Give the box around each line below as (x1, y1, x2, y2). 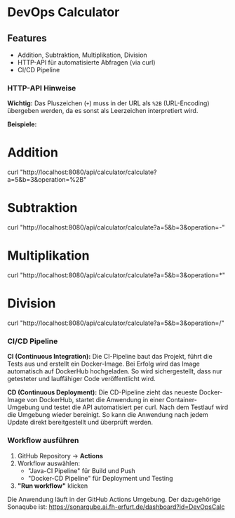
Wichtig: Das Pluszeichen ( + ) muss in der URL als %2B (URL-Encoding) (7, 99, 210, 107)
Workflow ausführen (7, 436, 79, 446)
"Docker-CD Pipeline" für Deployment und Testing (27, 474, 173, 482)
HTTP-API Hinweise (7, 83, 76, 93)
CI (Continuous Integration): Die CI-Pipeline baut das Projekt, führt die (7, 352, 213, 361)
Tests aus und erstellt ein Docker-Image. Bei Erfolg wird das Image (7, 359, 200, 368)
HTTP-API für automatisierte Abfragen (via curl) (17, 58, 156, 67)
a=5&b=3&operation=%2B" (7, 175, 87, 184)
